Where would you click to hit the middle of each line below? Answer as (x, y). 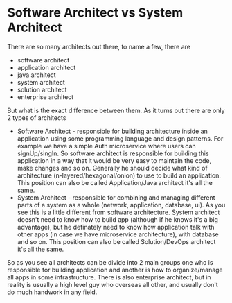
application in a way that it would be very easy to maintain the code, (114, 160)
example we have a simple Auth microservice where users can (106, 146)
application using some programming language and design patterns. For (120, 138)
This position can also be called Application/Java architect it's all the (115, 182)
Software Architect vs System (95, 13)
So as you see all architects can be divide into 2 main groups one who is (110, 262)
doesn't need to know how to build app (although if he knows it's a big (117, 219)
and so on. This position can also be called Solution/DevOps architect (116, 241)
